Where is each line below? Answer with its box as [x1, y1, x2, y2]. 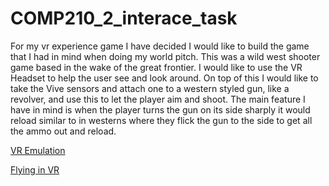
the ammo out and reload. [10, 125, 117, 137]
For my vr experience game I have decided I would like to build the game [10, 40, 310, 52]
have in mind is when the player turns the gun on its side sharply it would [10, 103, 311, 116]
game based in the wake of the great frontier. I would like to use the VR [10, 61, 303, 73]
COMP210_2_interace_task [10, 7, 238, 30]
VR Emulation [10, 144, 66, 156]
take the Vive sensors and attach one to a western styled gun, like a [10, 82, 290, 94]
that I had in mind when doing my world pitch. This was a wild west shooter [10, 50, 321, 62]
